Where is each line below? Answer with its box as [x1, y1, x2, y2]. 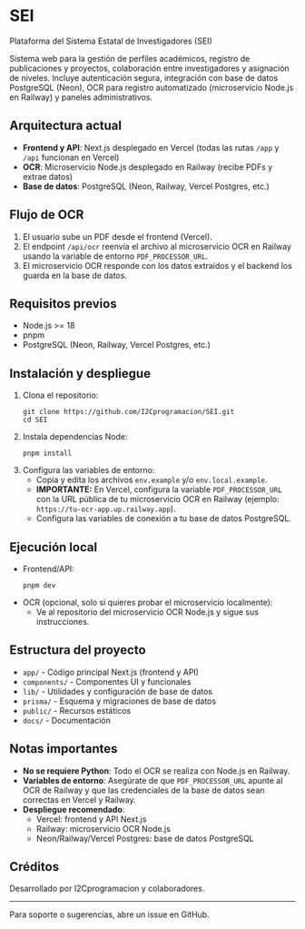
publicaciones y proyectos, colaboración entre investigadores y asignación [9, 63, 290, 74]
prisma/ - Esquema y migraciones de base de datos [22, 696, 216, 707]
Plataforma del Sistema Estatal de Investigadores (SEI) [9, 35, 212, 46]
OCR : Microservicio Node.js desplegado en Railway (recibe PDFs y [22, 161, 273, 173]
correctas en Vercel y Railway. [22, 794, 136, 805]
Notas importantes [9, 741, 118, 756]
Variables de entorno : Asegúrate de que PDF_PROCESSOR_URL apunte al [22, 775, 283, 786]
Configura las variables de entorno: [22, 465, 155, 476]
